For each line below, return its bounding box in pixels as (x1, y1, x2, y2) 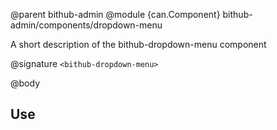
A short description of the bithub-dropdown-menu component (10, 39, 267, 50)
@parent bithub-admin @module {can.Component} (10, 9, 221, 20)
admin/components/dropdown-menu (10, 19, 163, 31)
